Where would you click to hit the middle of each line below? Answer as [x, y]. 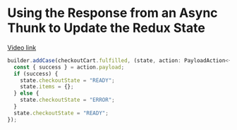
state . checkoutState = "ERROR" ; [67, 100]
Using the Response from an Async [113, 13]
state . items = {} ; [47, 87]
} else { [26, 93]
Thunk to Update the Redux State [107, 28]
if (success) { [36, 73]
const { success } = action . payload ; [69, 67]
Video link [22, 47]
